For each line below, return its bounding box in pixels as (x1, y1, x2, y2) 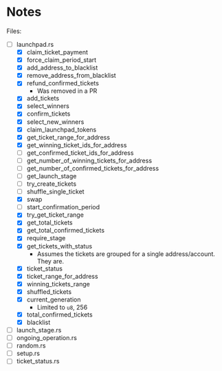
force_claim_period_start (26, 56, 97, 64)
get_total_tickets (26, 218, 73, 227)
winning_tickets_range (26, 279, 90, 288)
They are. (36, 257, 65, 265)
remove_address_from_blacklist (26, 72, 116, 80)
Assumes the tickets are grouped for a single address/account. (36, 249, 216, 258)
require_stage (26, 234, 66, 242)
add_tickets (26, 94, 60, 103)
